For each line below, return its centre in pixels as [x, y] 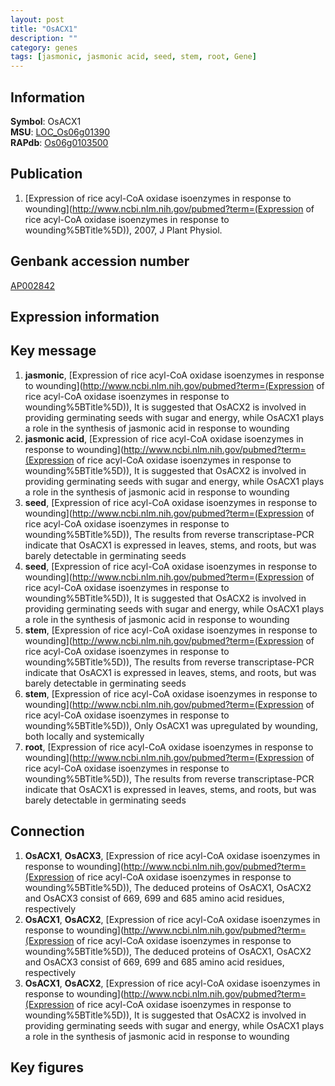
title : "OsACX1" [44, 29]
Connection [47, 831]
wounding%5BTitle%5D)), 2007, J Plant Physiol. [123, 230]
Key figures [47, 1067]
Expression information [85, 316]
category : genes [44, 47]
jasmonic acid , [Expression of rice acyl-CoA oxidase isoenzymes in [164, 438]
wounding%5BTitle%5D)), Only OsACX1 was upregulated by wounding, [171, 725]
